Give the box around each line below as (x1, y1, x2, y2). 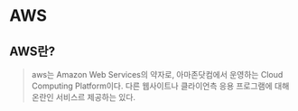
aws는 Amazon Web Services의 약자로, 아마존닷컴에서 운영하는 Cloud (31, 69, 284, 79)
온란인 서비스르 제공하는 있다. (31, 92, 136, 102)
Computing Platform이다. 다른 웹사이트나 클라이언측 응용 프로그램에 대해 (31, 80, 290, 91)
